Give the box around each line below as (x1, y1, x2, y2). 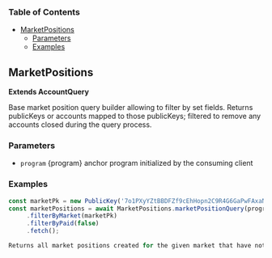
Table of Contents (8, 6, 81, 18)
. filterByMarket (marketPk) (26, 212, 117, 220)
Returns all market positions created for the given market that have (8, 242, 252, 250)
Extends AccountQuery (8, 87, 89, 97)
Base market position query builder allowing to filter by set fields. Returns (8, 103, 253, 112)
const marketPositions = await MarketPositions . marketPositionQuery (8, 205, 244, 213)
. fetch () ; (26, 227, 60, 235)
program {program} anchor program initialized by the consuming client (19, 159, 253, 168)
